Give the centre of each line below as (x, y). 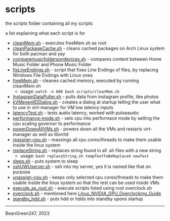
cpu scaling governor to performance (52, 123)
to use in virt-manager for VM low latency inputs (63, 107)
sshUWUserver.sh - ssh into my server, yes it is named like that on (82, 166)
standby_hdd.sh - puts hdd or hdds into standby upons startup (78, 199)
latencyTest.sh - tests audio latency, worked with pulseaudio (76, 113)
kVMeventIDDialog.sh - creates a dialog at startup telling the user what (86, 102)
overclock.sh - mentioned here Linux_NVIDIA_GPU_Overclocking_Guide (87, 193)
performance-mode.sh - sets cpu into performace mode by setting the (86, 118)
